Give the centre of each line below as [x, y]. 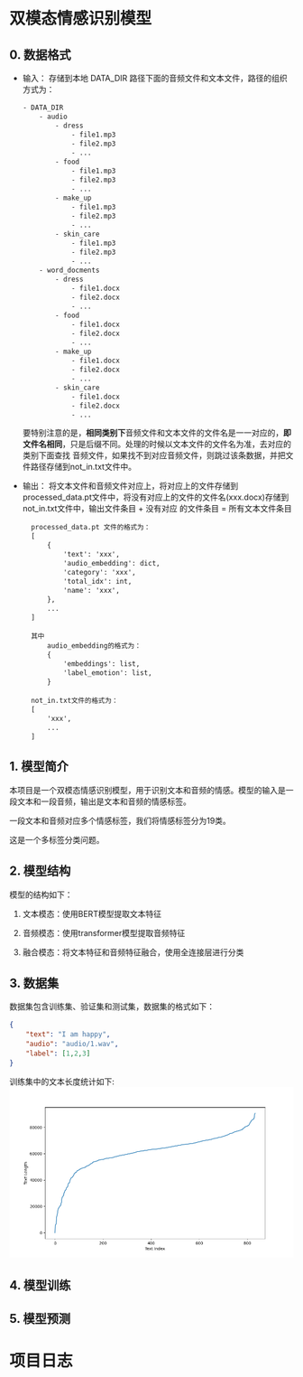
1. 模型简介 [39, 767]
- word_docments [69, 270]
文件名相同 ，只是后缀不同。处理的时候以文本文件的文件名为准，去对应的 [156, 444]
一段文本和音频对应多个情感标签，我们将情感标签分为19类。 [120, 820]
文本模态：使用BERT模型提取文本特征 [92, 913]
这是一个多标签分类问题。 [57, 839]
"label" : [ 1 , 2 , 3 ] [58, 1054]
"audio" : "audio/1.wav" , [72, 1044]
